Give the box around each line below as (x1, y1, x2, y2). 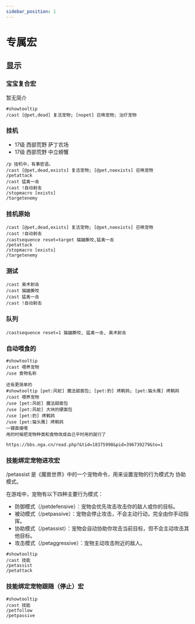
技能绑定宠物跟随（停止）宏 (6, 582, 84, 591)
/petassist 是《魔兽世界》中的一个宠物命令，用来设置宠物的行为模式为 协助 (6, 471, 186, 478)
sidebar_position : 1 (6, 8, 57, 15)
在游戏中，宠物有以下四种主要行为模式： (6, 491, 103, 498)
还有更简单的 (6, 382, 33, 388)
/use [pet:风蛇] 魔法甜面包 (6, 400, 68, 406)
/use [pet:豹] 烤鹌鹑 (6, 413, 55, 419)
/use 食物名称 (6, 370, 37, 376)
